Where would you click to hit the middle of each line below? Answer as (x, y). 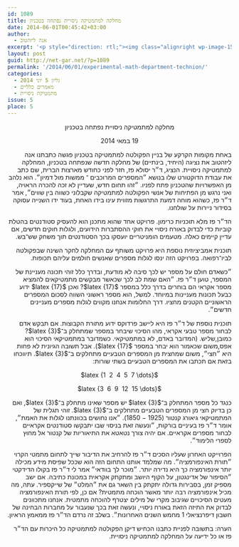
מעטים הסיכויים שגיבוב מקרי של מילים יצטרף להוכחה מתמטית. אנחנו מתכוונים (127, 499)
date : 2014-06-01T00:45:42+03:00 (57, 27)
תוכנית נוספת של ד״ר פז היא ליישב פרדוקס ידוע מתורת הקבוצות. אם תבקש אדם (125, 323)
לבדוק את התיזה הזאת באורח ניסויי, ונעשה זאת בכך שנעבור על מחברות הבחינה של (122, 507)
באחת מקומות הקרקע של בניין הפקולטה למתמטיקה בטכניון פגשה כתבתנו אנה (128, 155)
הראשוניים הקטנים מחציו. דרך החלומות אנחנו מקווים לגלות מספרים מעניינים (131, 302)
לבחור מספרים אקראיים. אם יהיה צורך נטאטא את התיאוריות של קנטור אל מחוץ (127, 432)
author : (19, 34)
